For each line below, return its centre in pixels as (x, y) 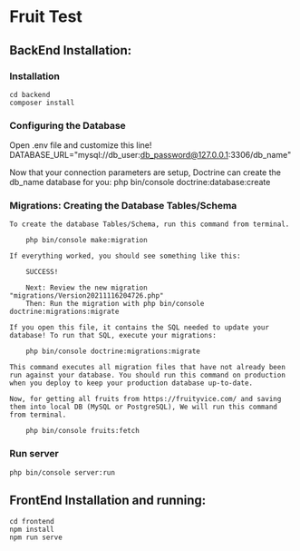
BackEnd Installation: (71, 50)
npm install (32, 529)
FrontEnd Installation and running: (108, 501)
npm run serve (36, 537)
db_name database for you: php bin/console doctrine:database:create (140, 182)
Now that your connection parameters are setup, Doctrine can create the (145, 172)
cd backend (30, 94)
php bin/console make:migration (87, 241)
